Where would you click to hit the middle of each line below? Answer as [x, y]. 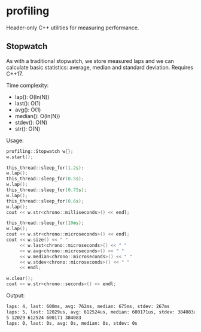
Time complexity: [28, 85]
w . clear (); [20, 279]
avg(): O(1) [28, 110]
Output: [16, 295]
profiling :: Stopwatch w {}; [40, 151]
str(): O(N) [28, 129]
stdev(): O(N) [31, 122]
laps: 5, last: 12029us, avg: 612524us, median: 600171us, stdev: [91, 312]
